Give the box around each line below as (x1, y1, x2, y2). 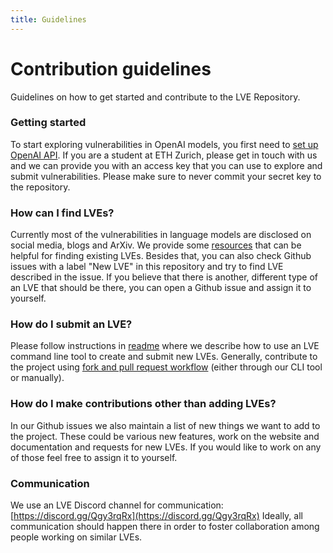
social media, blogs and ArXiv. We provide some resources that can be (10, 239, 302, 251)
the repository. (10, 181, 71, 193)
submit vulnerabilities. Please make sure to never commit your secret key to (10, 170, 322, 182)
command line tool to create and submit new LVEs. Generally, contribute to (10, 351, 318, 363)
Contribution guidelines (10, 57, 212, 80)
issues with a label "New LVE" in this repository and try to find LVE (10, 261, 284, 273)
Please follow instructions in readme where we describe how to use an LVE (10, 340, 320, 352)
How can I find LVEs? (10, 206, 115, 220)
